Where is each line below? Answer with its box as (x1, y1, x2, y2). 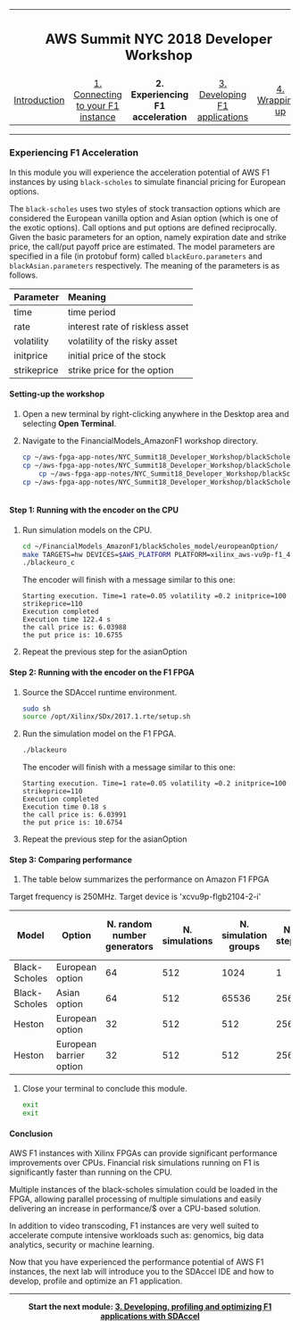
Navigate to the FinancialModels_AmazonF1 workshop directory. (21, 436, 259, 445)
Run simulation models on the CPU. (21, 524, 153, 535)
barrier (56, 1049, 85, 1061)
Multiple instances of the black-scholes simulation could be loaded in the (9, 1185, 279, 1195)
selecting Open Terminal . (21, 419, 117, 428)
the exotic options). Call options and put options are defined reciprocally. (9, 222, 278, 233)
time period (67, 305, 116, 318)
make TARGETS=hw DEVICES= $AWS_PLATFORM (21, 550, 171, 559)
